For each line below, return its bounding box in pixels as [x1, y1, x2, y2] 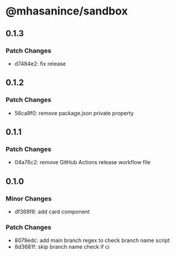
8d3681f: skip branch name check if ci [14, 243, 110, 251]
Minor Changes [5, 194, 52, 203]
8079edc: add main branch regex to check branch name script [14, 237, 170, 244]
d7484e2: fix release [14, 60, 66, 67]
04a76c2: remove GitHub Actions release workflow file [14, 159, 151, 166]
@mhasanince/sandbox [5, 4, 128, 18]
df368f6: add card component [14, 208, 90, 215]
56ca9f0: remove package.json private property [14, 109, 134, 117]
